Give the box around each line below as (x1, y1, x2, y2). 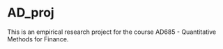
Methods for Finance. (7, 35, 69, 43)
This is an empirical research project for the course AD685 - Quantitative (7, 28, 217, 36)
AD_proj (7, 5, 54, 21)
